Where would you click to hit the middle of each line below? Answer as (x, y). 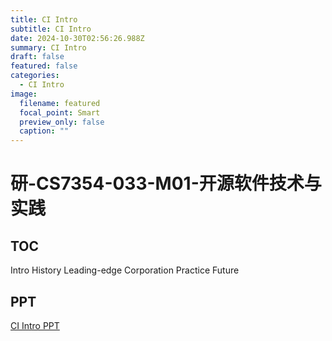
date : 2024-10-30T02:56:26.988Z (77, 38)
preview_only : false (62, 122)
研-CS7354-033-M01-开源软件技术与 (166, 183)
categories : (35, 76)
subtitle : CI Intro (51, 29)
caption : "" (44, 131)
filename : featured (60, 103)
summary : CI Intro (48, 47)
